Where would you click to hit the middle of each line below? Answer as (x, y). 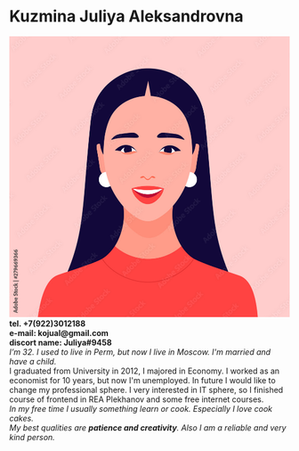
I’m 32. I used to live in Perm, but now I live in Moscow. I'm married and (140, 352)
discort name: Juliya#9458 (61, 342)
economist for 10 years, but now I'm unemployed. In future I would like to (142, 380)
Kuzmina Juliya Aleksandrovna (126, 16)
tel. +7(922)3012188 (48, 324)
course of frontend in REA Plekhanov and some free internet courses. (137, 399)
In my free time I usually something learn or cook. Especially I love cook (141, 408)
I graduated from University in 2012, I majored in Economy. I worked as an (145, 371)
